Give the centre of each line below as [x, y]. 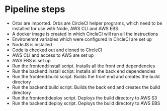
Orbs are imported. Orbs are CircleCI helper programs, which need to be [87, 23]
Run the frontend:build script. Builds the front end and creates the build [86, 76]
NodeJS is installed [32, 44]
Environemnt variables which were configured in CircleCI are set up [82, 39]
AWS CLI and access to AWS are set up [53, 55]
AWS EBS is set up [31, 60]
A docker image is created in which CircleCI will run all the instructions [85, 34]
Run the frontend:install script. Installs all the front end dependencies [83, 66]
